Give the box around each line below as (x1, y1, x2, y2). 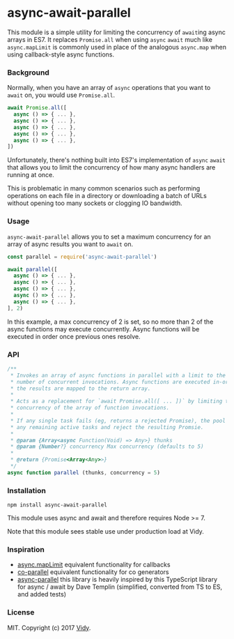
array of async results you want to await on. (7, 239, 134, 248)
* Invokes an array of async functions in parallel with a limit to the (10, 372, 226, 379)
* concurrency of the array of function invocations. (10, 405, 170, 412)
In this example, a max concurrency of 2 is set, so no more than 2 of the (7, 317, 214, 326)
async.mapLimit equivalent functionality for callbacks (17, 560, 171, 569)
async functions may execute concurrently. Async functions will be (7, 324, 200, 333)
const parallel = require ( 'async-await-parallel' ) (7, 253, 157, 260)
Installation (7, 486, 47, 495)
